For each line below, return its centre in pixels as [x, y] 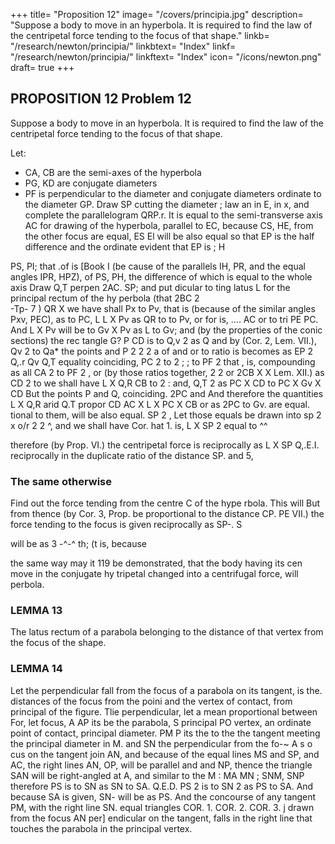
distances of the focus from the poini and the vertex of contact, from [151, 701]
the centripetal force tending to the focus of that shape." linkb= [140, 35]
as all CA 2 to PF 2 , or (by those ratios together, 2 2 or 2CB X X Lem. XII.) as [167, 372]
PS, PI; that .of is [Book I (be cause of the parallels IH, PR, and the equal [158, 266]
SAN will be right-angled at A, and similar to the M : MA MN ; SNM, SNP [157, 775]
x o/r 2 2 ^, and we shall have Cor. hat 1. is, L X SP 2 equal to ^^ [139, 425]
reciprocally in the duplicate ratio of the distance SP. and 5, [132, 455]
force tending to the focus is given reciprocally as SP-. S [126, 525]
